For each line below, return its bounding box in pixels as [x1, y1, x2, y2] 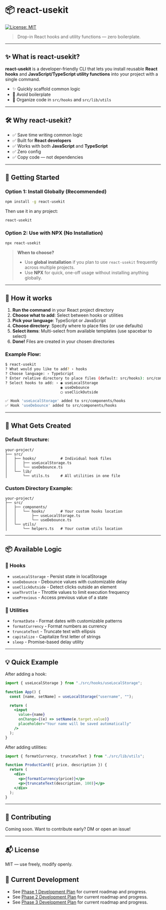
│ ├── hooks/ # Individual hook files [5, 456, 112, 461]
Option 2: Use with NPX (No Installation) [5, 229, 103, 236]
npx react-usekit [5, 241, 41, 246]
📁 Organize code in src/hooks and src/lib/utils [12, 96, 112, 102]
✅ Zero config [12, 148, 41, 154]
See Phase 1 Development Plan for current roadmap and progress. [12, 888, 147, 895]
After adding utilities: [5, 744, 47, 750]
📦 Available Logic [5, 545, 62, 553]
